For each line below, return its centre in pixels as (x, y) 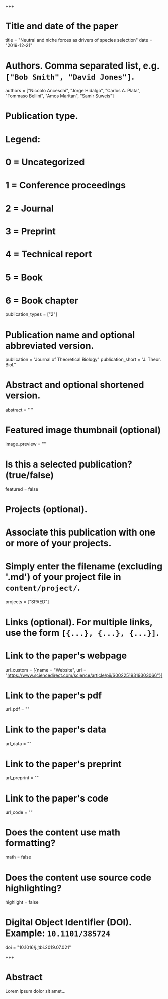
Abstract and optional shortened (75, 385)
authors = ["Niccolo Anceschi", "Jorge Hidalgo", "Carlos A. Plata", (73, 90)
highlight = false (22, 902)
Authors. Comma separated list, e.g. (82, 66)
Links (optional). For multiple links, (79, 622)
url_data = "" (18, 744)
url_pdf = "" (17, 709)
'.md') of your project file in (63, 577)
